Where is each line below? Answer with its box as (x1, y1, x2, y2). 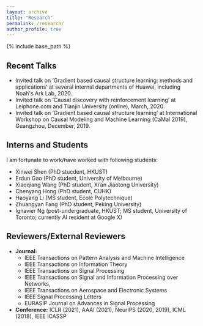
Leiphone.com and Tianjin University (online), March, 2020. (15, 103, 165, 110)
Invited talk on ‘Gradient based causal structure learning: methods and (15, 77, 193, 84)
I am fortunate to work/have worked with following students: (6, 156, 158, 163)
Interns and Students (6, 140, 89, 150)
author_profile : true (6, 26, 62, 32)
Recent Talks (6, 61, 57, 71)
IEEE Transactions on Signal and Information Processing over (24, 273, 179, 281)
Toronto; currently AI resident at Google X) (15, 213, 123, 221)
